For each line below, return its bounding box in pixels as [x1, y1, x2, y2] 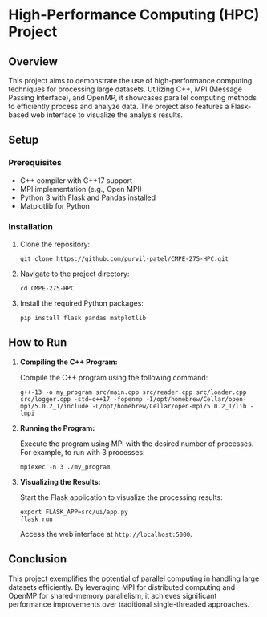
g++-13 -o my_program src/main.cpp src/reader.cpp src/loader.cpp [19, 388, 247, 396]
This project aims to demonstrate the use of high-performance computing [8, 76, 253, 85]
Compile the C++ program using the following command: [19, 372, 208, 382]
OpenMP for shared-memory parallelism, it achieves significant [8, 591, 217, 600]
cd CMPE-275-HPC [19, 284, 75, 292]
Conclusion [8, 552, 67, 566]
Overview [8, 55, 59, 68]
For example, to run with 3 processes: [19, 447, 146, 457]
